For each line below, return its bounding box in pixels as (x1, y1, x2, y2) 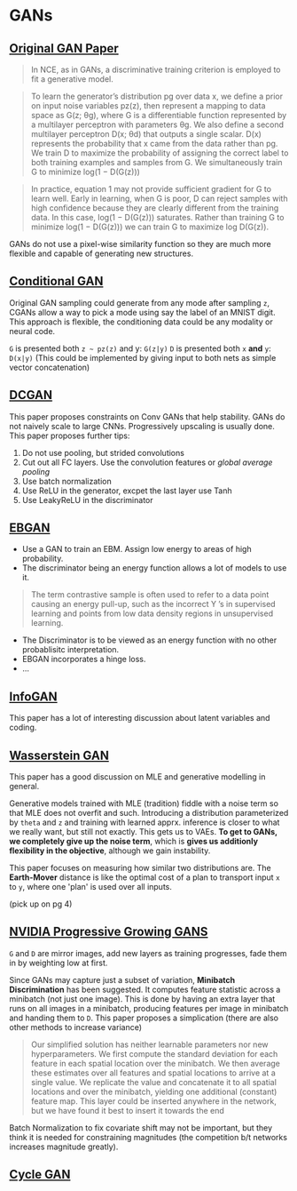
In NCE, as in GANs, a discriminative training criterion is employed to (30, 64, 281, 75)
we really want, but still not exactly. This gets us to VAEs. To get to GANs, (9, 827, 277, 837)
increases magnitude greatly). (9, 1141, 119, 1152)
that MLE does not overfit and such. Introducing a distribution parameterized (9, 808, 289, 819)
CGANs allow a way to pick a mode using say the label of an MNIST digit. (9, 307, 277, 317)
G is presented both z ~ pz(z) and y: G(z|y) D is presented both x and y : (9, 343, 272, 354)
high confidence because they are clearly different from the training (30, 203, 279, 213)
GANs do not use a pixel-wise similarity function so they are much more (9, 239, 272, 249)
